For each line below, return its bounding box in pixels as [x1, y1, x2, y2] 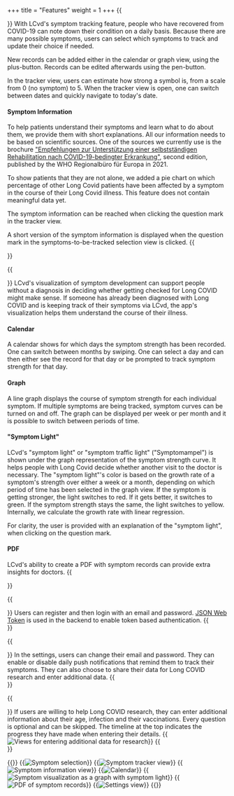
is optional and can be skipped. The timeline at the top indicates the [7, 722, 203, 731]
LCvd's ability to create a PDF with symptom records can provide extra [7, 561, 211, 569]
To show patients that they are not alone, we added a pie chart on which [7, 174, 215, 182]
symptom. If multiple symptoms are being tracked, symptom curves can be [7, 402, 224, 410]
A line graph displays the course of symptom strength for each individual [7, 394, 217, 402]
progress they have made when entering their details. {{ [7, 730, 168, 739]
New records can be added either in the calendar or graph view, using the [7, 55, 220, 64]
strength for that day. [7, 362, 68, 371]
